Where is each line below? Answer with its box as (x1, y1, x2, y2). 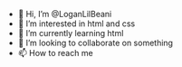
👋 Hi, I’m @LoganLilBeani (17, 9, 112, 19)
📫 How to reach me (17, 48, 93, 58)
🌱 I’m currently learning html (17, 28, 124, 38)
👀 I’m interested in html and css (17, 18, 136, 29)
